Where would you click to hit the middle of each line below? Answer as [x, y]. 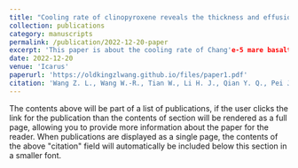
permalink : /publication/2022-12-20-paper [89, 42]
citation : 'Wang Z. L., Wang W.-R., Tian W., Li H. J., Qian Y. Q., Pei [146, 83]
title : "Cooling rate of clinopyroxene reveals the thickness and [134, 17]
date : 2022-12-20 [41, 58]
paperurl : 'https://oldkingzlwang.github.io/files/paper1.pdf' [129, 75]
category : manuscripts [51, 34]
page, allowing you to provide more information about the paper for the [139, 127]
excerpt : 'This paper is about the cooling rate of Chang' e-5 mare [137, 50]
